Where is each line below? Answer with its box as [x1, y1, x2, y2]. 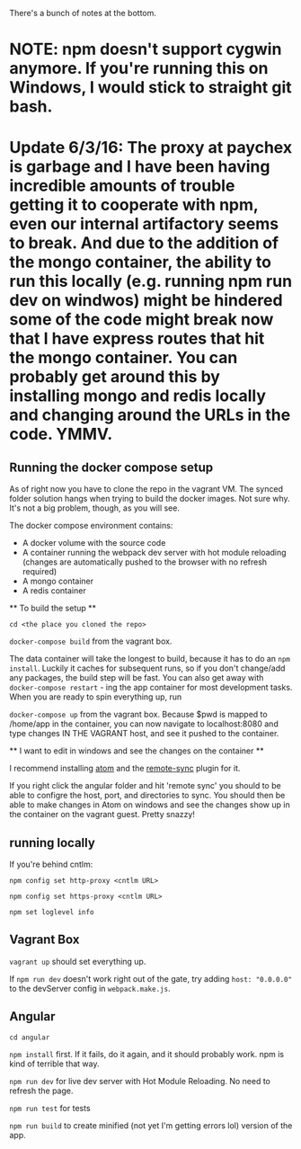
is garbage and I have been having [9, 156, 270, 177]
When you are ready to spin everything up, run [9, 691, 182, 702]
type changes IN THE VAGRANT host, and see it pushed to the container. [9, 728, 279, 739]
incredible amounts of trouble [9, 175, 235, 196]
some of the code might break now [9, 309, 274, 330]
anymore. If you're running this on [9, 58, 269, 79]
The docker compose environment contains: [9, 521, 173, 531]
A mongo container [22, 575, 94, 587]
